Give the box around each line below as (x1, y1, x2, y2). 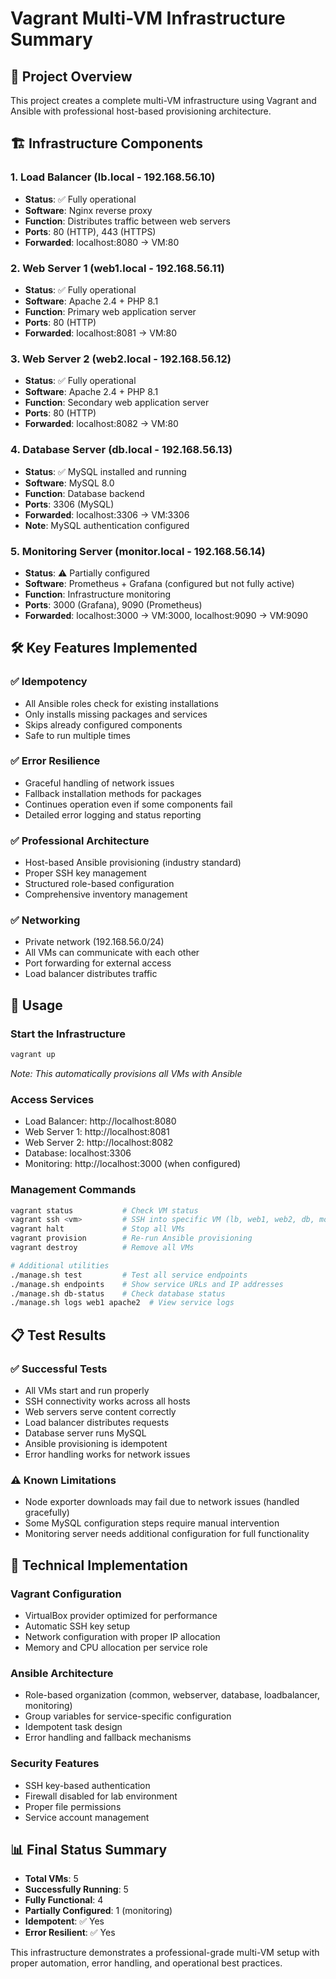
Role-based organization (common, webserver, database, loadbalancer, (24, 1689, 321, 1701)
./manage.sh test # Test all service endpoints (10, 1270, 248, 1280)
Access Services (10, 1092, 95, 1106)
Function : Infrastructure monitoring (24, 588, 172, 600)
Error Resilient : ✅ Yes (24, 1927, 116, 1939)
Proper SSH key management (24, 867, 147, 879)
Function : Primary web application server (24, 305, 197, 317)
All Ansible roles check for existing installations (24, 697, 219, 709)
